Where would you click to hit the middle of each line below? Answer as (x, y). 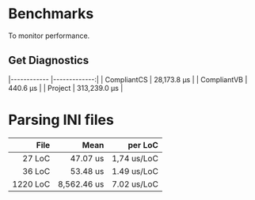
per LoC (143, 145)
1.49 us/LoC (135, 171)
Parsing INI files (61, 120)
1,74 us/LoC (135, 158)
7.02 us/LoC (135, 184)
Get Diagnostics (49, 60)
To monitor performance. (49, 36)
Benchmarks (51, 14)
